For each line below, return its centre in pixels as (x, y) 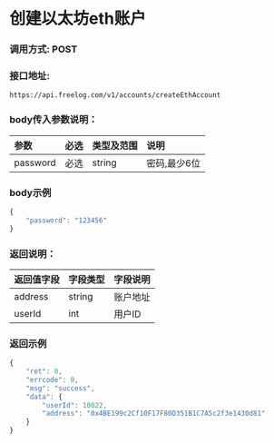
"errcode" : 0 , (52, 379)
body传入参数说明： (54, 120)
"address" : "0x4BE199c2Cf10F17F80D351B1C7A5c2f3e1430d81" (154, 414)
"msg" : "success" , (60, 388)
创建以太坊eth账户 (78, 19)
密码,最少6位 (174, 162)
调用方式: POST (44, 49)
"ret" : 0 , (44, 372)
